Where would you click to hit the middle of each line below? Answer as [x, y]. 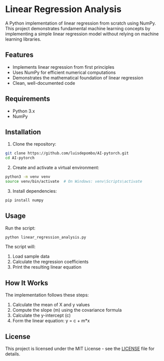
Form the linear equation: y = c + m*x [51, 321]
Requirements [28, 99]
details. [13, 354]
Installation [23, 132]
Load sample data [31, 257]
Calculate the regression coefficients [50, 262]
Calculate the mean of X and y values [51, 305]
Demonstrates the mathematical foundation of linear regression [78, 78]
